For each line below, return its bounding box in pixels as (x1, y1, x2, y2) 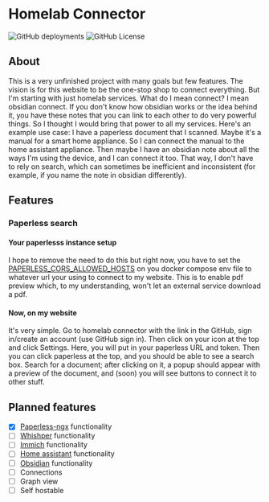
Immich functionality (19, 440, 88, 450)
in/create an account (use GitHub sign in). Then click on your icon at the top (8, 335, 259, 344)
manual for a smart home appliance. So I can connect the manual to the (8, 136, 245, 146)
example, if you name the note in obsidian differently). (8, 170, 187, 179)
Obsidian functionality (19, 458, 93, 467)
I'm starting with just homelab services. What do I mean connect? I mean (8, 93, 250, 103)
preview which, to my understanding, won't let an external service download (8, 281, 261, 290)
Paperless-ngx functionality (19, 422, 112, 431)
